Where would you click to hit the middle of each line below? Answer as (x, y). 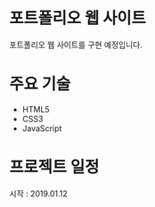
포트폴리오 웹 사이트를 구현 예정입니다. (76, 45)
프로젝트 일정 (54, 167)
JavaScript (42, 128)
